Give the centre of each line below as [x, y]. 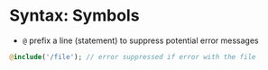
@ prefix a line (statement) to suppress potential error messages [140, 40]
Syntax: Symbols [74, 16]
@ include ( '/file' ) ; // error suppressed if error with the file [133, 57]
